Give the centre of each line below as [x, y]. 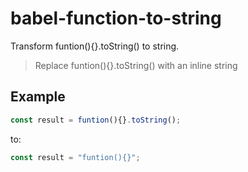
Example [38, 97]
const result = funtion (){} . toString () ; [96, 120]
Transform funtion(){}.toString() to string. [95, 46]
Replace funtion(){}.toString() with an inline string [136, 65]
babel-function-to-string [116, 18]
